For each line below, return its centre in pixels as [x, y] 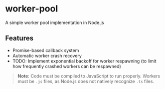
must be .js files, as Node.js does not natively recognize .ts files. [86, 81]
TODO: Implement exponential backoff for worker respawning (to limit [84, 61]
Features [19, 38]
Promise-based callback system [46, 50]
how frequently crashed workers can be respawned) [67, 66]
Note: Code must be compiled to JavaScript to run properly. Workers [89, 76]
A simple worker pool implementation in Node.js [55, 22]
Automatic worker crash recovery [47, 55]
